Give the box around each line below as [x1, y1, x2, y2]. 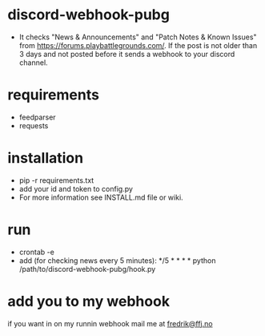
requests [18, 120, 49, 130]
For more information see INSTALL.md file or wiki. [18, 192, 183, 202]
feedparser [18, 112, 57, 122]
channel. [18, 58, 49, 67]
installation [7, 149, 84, 168]
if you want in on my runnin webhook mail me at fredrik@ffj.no [7, 318, 213, 328]
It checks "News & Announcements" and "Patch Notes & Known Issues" [18, 32, 257, 42]
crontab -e [18, 247, 55, 257]
